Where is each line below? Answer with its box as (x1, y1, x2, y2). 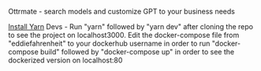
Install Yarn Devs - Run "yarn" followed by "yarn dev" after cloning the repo (8, 22, 254, 31)
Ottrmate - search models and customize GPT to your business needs (8, 7, 235, 16)
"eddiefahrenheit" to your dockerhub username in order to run (8, 39, 211, 48)
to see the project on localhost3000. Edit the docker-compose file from (8, 31, 240, 39)
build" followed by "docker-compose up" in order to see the (40, 47, 235, 56)
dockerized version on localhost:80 (8, 55, 123, 65)
